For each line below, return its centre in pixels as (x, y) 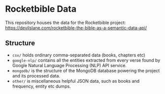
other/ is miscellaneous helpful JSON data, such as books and (76, 81)
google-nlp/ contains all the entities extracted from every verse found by (86, 60)
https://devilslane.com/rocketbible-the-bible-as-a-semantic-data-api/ (76, 27)
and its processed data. (36, 76)
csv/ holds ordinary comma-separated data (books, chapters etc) (79, 55)
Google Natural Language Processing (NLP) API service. (69, 65)
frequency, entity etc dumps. (42, 86)
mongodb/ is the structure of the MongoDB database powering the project (86, 70)
